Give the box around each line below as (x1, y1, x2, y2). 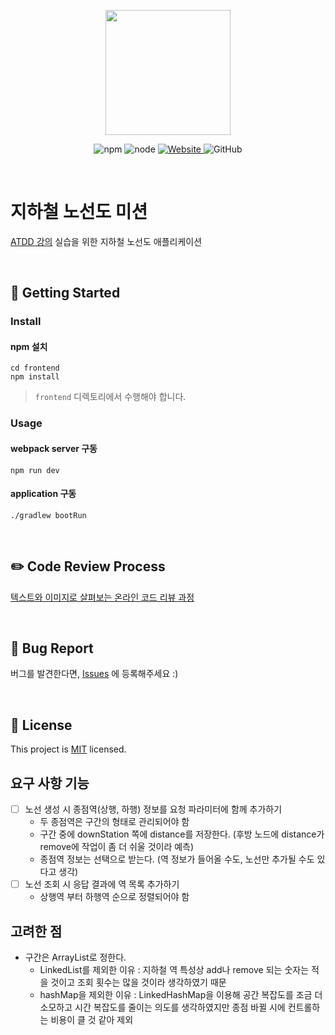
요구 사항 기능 (10, 775, 90, 792)
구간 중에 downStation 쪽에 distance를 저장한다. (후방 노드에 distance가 (39, 828, 325, 840)
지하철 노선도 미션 (10, 201, 148, 224)
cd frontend (10, 363, 60, 374)
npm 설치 (10, 340, 48, 352)
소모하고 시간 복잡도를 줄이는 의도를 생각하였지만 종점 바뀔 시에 (39, 1001, 286, 1013)
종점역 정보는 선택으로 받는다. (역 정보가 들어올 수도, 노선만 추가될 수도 (39, 853, 315, 865)
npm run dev (10, 465, 60, 475)
